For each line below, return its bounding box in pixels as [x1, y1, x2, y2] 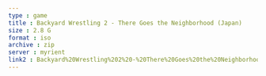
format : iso [8, 33, 51, 42]
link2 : [8, 56, 34, 64]
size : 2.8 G [8, 26, 51, 34]
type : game [8, 11, 47, 20]
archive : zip [8, 41, 55, 49]
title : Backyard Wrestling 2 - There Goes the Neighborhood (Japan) [8, 19, 243, 27]
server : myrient [8, 48, 66, 56]
